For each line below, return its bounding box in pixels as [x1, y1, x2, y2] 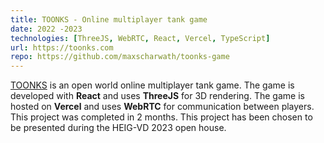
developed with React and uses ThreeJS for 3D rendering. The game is [10, 90, 305, 102]
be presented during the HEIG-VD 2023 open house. [10, 122, 227, 134]
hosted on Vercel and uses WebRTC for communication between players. [10, 101, 315, 113]
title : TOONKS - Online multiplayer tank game [10, 14, 208, 25]
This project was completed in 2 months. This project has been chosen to [10, 111, 313, 123]
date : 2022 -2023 [10, 24, 83, 34]
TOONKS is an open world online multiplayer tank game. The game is [10, 79, 295, 91]
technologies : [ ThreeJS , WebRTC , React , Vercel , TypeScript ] [10, 33, 271, 43]
